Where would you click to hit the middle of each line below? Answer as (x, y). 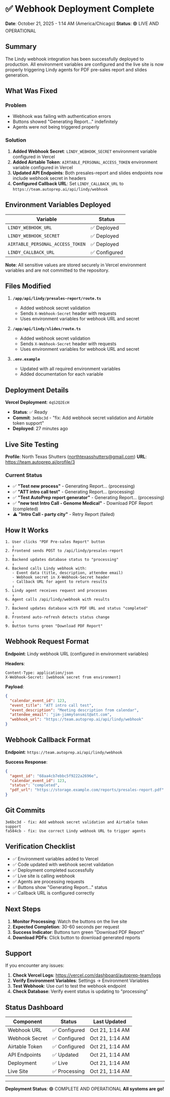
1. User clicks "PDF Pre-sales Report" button (55, 542)
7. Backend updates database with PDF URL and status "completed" (77, 608)
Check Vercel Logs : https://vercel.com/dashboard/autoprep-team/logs (87, 976)
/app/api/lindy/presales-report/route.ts (57, 299)
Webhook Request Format (47, 642)
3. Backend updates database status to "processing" (62, 560)
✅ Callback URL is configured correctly (53, 893)
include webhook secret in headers (49, 178)
